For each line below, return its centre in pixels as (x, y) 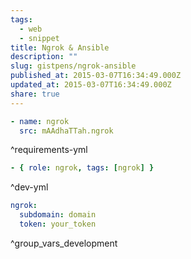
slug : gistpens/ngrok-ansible (73, 66)
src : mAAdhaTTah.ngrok (66, 131)
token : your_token (58, 224)
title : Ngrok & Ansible (60, 47)
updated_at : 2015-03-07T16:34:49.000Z (91, 85)
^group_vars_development (64, 243)
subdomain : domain (58, 215)
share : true (35, 94)
